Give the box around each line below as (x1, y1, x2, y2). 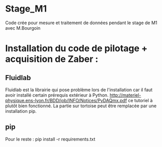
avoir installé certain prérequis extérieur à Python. (5, 92, 109, 98)
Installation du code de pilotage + (5, 43, 148, 54)
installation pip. (5, 108, 37, 114)
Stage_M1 (5, 3, 47, 15)
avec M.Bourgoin (5, 25, 41, 31)
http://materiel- (110, 92, 141, 98)
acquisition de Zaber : (5, 53, 99, 65)
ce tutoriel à (128, 97, 153, 103)
